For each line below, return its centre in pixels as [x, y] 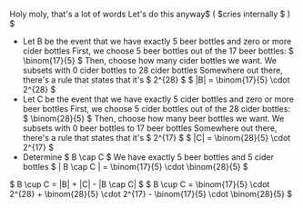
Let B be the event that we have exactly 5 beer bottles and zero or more [157, 41]
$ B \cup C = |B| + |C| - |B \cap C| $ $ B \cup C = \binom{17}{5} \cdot [140, 184]
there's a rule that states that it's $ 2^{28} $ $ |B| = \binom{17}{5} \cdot [156, 80]
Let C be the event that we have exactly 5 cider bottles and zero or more [158, 99]
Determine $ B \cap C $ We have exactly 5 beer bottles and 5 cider [148, 157]
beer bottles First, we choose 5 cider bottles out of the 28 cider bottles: [157, 109]
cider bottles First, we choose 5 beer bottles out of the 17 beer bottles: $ [158, 51]
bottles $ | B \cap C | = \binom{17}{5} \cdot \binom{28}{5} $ [135, 167]
